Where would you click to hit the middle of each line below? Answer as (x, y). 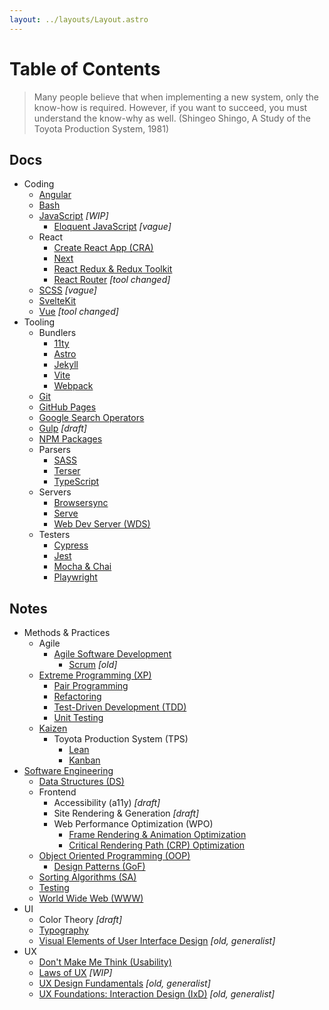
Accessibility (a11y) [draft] (107, 803)
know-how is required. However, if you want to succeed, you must (170, 107)
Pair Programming (91, 686)
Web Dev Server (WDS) (102, 524)
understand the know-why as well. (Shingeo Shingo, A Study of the (172, 118)
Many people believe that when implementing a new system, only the (176, 97)
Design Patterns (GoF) (99, 867)
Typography (63, 930)
